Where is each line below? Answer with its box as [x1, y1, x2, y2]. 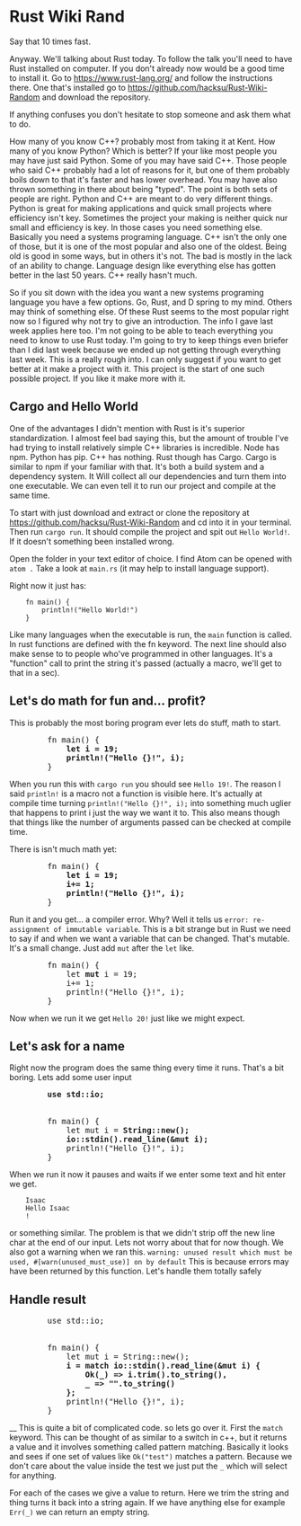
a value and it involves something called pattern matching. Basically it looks [9, 1442, 289, 1452]
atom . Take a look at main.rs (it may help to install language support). [9, 563, 270, 573]
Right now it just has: [9, 580, 87, 590]
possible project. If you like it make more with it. [9, 373, 186, 384]
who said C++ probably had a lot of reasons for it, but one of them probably [9, 164, 290, 175]
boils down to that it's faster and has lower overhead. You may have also [9, 173, 278, 185]
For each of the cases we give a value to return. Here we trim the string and [9, 1487, 289, 1498]
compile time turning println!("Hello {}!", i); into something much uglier [9, 797, 292, 808]
